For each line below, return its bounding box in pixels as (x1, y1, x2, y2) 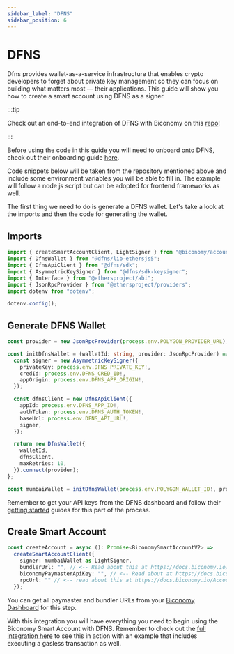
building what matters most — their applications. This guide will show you (7, 84, 219, 93)
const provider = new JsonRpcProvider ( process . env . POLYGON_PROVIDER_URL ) (7, 338, 226, 345)
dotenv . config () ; (7, 301, 58, 307)
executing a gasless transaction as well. (7, 639, 122, 647)
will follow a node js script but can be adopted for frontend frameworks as (7, 182, 220, 190)
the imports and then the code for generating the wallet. (7, 210, 169, 218)
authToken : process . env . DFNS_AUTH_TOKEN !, (19, 409, 145, 416)
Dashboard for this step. (7, 603, 77, 611)
